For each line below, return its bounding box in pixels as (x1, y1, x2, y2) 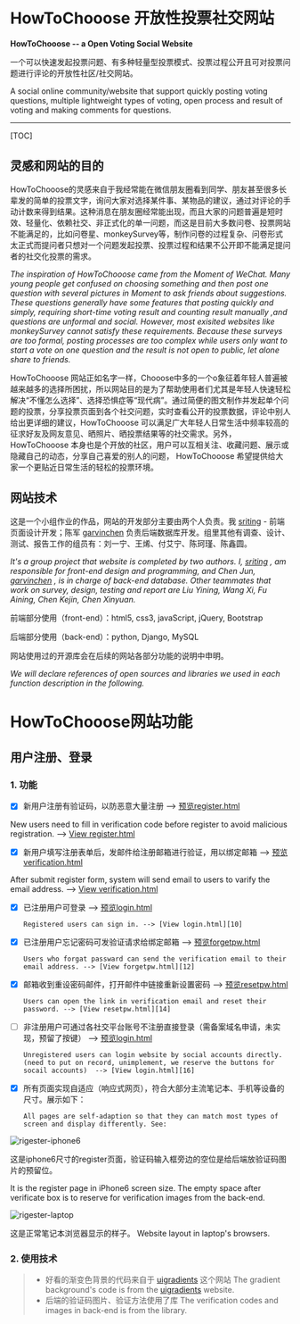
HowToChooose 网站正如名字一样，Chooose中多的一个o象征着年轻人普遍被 (10, 372, 288, 383)
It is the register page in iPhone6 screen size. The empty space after (10, 1182, 262, 1193)
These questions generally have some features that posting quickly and (10, 296, 274, 308)
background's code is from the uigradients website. (45, 1285, 235, 1295)
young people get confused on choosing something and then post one (10, 278, 270, 288)
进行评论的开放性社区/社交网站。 (17, 68, 139, 79)
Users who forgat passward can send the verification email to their (22, 954, 288, 963)
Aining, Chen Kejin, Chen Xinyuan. (10, 594, 136, 604)
